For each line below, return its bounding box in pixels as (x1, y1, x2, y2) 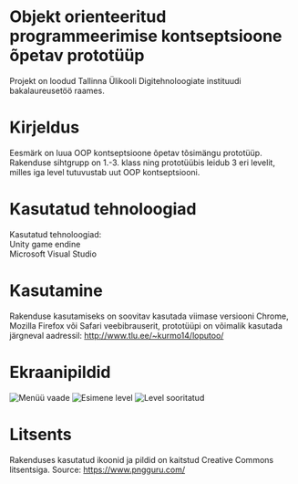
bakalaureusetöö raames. (9, 85, 105, 96)
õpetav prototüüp (9, 46, 145, 66)
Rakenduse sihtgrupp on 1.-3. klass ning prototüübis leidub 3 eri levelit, (9, 157, 276, 168)
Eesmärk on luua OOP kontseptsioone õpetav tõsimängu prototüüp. (9, 147, 262, 158)
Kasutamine (9, 280, 103, 300)
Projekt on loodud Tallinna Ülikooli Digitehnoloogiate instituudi (9, 75, 241, 86)
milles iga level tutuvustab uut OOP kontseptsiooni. (9, 166, 200, 177)
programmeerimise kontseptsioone (9, 26, 283, 47)
